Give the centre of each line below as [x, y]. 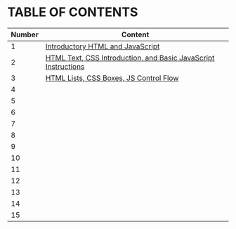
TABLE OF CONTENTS [73, 12]
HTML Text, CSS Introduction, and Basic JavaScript [130, 58]
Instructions [65, 66]
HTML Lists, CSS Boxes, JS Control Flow [112, 78]
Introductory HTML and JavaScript [103, 46]
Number [25, 34]
